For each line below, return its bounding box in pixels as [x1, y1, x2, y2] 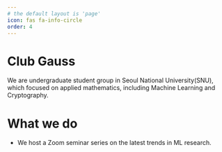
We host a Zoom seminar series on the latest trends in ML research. [17, 139, 212, 147]
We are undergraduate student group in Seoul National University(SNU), [7, 76, 214, 84]
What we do [7, 116, 78, 131]
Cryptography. [7, 91, 49, 100]
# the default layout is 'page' [7, 10, 101, 17]
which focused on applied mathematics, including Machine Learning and [7, 84, 216, 92]
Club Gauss [7, 53, 76, 69]
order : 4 [7, 23, 33, 30]
